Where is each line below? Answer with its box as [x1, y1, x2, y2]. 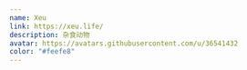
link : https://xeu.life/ [9, 22, 104, 31]
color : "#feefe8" [9, 47, 76, 56]
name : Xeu [9, 13, 47, 23]
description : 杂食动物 [9, 30, 90, 39]
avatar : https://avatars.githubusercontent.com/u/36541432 [9, 38, 239, 48]
